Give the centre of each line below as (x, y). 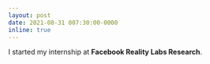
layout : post (30, 15)
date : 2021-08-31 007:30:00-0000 (63, 23)
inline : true (30, 30)
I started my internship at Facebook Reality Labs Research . (105, 52)
